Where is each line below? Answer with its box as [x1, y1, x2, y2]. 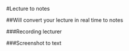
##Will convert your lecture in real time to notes [6, 17, 124, 23]
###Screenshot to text [6, 40, 62, 46]
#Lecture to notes [6, 5, 50, 12]
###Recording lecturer [6, 28, 62, 35]
